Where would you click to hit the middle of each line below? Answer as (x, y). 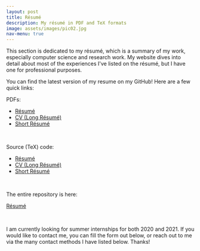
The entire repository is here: (42, 194)
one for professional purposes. (44, 70)
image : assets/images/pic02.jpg (46, 28)
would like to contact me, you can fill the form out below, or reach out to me (99, 235)
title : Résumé (24, 17)
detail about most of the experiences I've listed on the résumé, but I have (96, 64)
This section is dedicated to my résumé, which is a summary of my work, (96, 51)
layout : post (22, 12)
